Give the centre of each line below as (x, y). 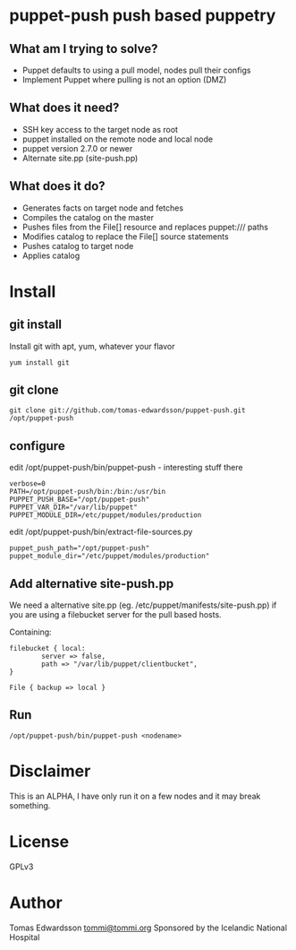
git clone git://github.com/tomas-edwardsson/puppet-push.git (127, 410)
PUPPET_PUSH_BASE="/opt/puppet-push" (80, 500)
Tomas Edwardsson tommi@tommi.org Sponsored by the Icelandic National (148, 928)
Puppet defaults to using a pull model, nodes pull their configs (136, 70)
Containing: (30, 632)
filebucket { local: (48, 649)
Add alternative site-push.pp (92, 583)
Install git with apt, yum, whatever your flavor (93, 346)
